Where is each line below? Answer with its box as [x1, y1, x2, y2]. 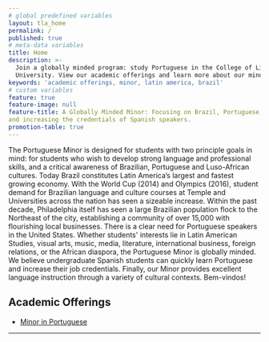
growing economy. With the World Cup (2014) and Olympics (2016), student [8, 179, 259, 189]
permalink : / [8, 26, 52, 34]
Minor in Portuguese [19, 316, 88, 326]
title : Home [8, 49, 48, 57]
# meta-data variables [8, 42, 84, 50]
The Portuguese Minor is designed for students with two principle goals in [8, 145, 253, 154]
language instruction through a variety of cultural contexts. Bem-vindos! [8, 272, 247, 282]
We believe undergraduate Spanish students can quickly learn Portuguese [8, 255, 254, 264]
